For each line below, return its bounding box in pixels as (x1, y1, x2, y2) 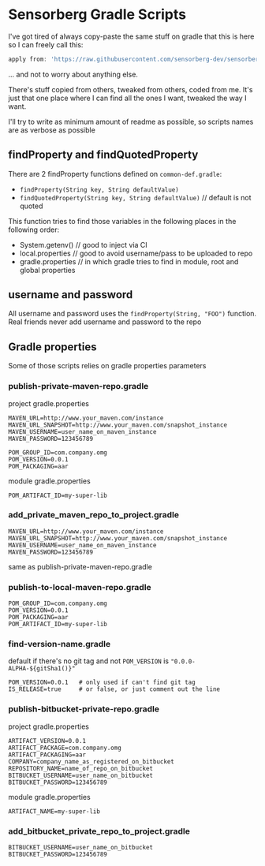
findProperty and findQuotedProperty (8, 148, 199, 162)
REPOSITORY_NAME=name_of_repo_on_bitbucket (8, 764, 154, 772)
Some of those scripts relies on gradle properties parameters (8, 361, 207, 371)
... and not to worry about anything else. (8, 69, 138, 79)
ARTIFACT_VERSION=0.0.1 (8, 737, 87, 745)
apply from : (8, 55, 47, 63)
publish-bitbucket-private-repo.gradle (8, 704, 160, 715)
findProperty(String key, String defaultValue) (19, 185, 179, 194)
